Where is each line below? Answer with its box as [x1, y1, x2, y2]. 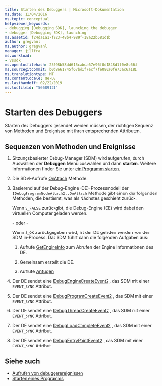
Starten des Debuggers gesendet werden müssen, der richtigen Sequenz [5, 123, 153, 129]
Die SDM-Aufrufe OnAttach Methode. [12, 176, 88, 182]
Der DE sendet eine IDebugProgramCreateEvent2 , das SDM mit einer [12, 293, 153, 299]
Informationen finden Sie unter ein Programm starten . [12, 166, 120, 172]
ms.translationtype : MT [5, 72, 54, 77]
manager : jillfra [5, 48, 41, 53]
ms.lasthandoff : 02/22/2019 [5, 80, 63, 85]
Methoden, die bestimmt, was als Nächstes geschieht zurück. [12, 195, 137, 201]
